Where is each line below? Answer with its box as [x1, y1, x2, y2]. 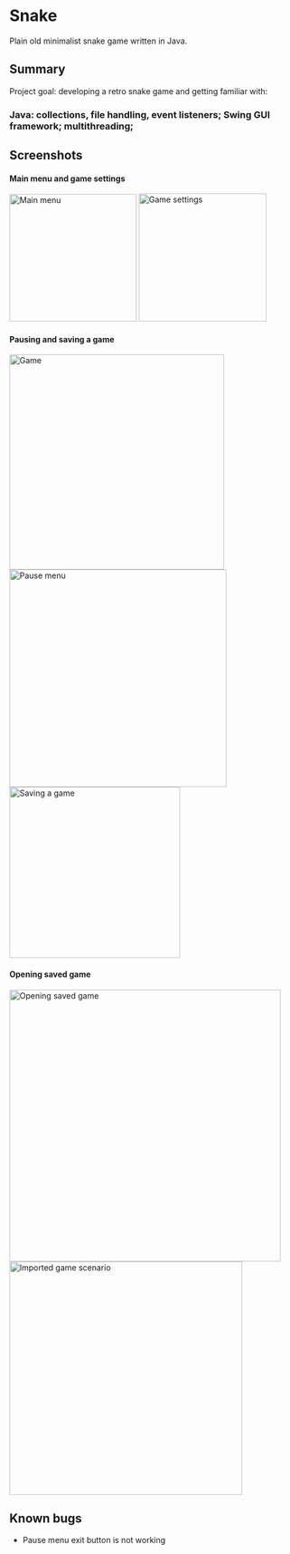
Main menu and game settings [9, 173, 126, 184]
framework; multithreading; [9, 120, 134, 132]
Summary [9, 62, 66, 77]
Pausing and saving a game [9, 333, 115, 344]
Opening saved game [9, 969, 91, 980]
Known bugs [9, 1511, 83, 1527]
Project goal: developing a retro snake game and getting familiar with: [9, 85, 268, 96]
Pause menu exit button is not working [22, 1535, 166, 1546]
